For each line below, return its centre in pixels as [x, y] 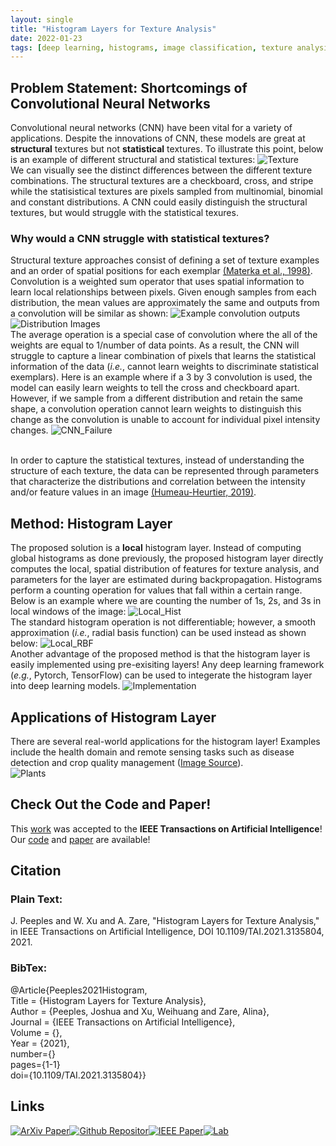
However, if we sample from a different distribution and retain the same [157, 398]
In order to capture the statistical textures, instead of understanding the [157, 460]
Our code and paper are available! [80, 839]
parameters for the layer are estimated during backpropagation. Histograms [166, 580]
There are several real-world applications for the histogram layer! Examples [165, 741]
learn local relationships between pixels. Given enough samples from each [163, 292]
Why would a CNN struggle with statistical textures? [140, 238]
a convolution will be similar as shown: [89, 313]
